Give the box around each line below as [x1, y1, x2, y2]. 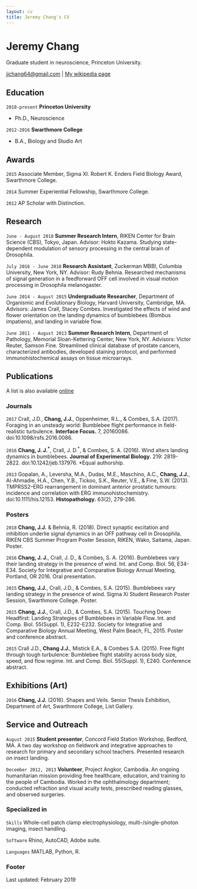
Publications [6, 371, 54, 381]
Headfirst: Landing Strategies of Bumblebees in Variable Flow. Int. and [6, 615, 176, 622]
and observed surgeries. [6, 790, 66, 798]
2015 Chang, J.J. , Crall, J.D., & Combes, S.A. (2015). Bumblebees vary [6, 584, 176, 591]
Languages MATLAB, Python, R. [6, 848, 81, 855]
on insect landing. [6, 754, 49, 761]
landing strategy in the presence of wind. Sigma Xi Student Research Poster [6, 590, 190, 597]
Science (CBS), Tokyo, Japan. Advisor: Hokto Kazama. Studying [6, 238, 162, 246]
